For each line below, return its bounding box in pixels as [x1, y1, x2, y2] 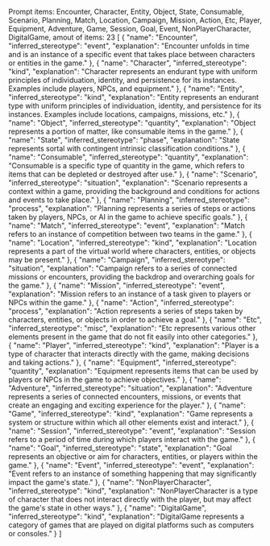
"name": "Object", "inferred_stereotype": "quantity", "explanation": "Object [8, 118, 256, 127]
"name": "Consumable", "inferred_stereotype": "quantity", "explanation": [8, 152, 249, 162]
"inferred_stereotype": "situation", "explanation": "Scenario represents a [8, 178, 248, 188]
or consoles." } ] [8, 529, 62, 538]
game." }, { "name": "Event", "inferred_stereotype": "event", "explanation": [8, 461, 255, 469]
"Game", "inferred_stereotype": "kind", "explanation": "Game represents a [8, 409, 253, 418]
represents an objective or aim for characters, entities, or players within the [8, 452, 258, 461]
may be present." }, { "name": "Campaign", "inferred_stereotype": [8, 255, 226, 264]
